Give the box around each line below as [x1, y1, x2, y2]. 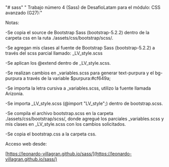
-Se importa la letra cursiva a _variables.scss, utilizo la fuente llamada [5, 85, 151, 91]
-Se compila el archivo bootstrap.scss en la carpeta [5, 110, 114, 116]
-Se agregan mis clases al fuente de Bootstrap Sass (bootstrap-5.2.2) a [5, 45, 155, 50]
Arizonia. [5, 91, 24, 96]
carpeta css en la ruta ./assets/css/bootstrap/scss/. [5, 35, 114, 41]
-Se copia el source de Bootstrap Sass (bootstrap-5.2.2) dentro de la [5, 30, 150, 35]
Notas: [5, 20, 19, 25]
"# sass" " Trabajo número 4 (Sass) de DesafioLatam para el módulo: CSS [5, 5, 161, 10]
